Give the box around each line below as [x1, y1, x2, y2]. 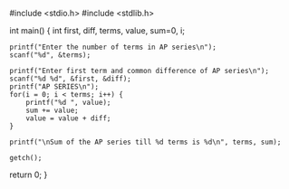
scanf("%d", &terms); [9, 51, 92, 60]
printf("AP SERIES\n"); [9, 82, 100, 91]
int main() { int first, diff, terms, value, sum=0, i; [9, 25, 186, 35]
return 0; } [9, 169, 48, 180]
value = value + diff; [25, 114, 111, 123]
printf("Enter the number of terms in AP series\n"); [9, 43, 217, 52]
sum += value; [25, 106, 79, 115]
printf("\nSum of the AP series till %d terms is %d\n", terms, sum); [9, 137, 282, 146]
